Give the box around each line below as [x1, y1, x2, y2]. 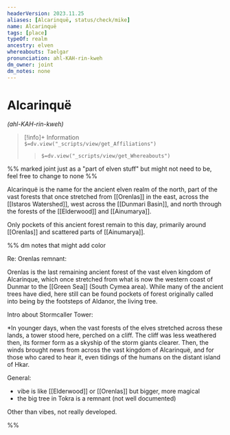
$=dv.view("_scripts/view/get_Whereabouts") [41, 153, 171, 160]
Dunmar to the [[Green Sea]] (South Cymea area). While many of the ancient [7, 283, 224, 291]
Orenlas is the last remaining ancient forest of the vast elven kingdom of [7, 268, 211, 276]
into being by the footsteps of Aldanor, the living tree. [7, 297, 158, 306]
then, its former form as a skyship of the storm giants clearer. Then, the [7, 339, 209, 347]
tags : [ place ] [7, 29, 48, 36]
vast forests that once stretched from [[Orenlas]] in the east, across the [7, 193, 209, 201]
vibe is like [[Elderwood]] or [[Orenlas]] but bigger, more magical [16, 387, 200, 396]
